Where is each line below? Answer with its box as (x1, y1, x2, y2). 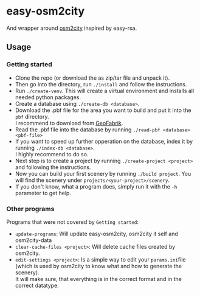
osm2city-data (15, 236, 52, 244)
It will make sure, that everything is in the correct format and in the (15, 275, 182, 282)
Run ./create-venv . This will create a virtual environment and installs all (15, 87, 195, 94)
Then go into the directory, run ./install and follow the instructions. (15, 80, 187, 88)
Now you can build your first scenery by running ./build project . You (15, 170, 191, 177)
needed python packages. (15, 93, 81, 101)
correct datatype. (15, 282, 59, 289)
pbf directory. (15, 113, 49, 120)
